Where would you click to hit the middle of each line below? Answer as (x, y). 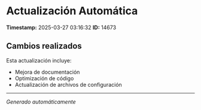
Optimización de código (44, 78)
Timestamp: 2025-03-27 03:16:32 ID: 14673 (61, 27)
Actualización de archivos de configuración (68, 84)
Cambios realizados (44, 46)
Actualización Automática (72, 11)
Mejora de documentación (47, 72)
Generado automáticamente (41, 102)
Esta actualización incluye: (39, 60)
